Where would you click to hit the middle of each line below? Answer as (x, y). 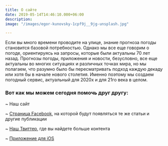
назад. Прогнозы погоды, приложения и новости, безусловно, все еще (81, 59)
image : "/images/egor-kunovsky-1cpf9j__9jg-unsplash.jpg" (67, 24)
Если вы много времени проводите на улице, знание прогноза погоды (81, 43)
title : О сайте (21, 10)
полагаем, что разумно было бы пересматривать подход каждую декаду (84, 69)
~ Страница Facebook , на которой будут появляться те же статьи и (77, 113)
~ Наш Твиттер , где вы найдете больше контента (58, 128)
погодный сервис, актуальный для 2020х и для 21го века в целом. (76, 80)
